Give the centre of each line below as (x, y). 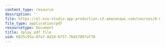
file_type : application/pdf (34, 23)
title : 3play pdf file (28, 32)
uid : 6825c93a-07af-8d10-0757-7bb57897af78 (50, 37)
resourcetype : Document (29, 28)
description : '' (22, 14)
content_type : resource (29, 10)
